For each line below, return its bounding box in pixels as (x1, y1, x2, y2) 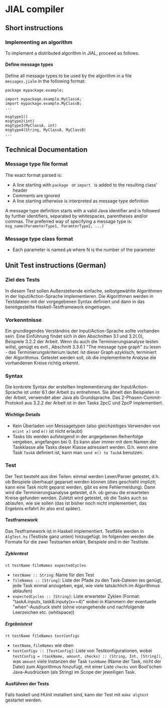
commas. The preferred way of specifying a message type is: (5, 218, 132, 224)
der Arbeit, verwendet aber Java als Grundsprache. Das (5, 395, 121, 401)
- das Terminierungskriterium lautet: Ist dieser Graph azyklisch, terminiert (5, 349, 157, 355)
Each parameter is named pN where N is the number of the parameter (12, 247, 155, 253)
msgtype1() (5, 114, 28, 119)
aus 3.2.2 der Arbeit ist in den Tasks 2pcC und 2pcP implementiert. (24, 400, 163, 406)
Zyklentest (5, 550, 29, 557)
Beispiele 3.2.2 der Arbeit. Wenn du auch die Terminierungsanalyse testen (5, 339, 159, 345)
